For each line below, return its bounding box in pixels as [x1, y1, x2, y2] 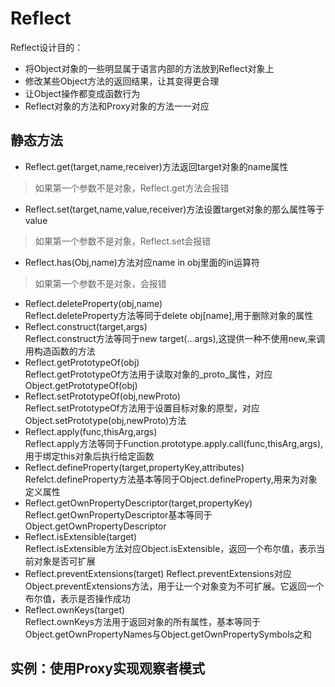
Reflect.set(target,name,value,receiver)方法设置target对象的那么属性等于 [24, 203, 325, 215]
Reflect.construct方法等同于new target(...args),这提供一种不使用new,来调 [24, 332, 326, 344]
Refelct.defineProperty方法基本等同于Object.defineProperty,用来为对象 [24, 473, 318, 485]
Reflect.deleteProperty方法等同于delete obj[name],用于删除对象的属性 [24, 309, 314, 321]
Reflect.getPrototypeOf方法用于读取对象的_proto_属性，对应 [24, 368, 273, 380]
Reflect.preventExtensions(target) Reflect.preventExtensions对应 [24, 567, 292, 579]
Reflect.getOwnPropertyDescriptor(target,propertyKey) [24, 497, 253, 509]
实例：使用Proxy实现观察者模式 [10, 660, 205, 677]
